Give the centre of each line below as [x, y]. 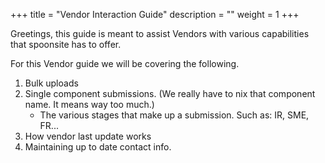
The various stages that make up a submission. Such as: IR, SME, [174, 115]
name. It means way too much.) [89, 104]
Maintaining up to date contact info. [98, 147]
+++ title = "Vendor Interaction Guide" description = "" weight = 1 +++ [155, 14]
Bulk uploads [51, 83]
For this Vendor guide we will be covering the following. [125, 63]
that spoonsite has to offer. [66, 44]
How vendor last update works [88, 136]
